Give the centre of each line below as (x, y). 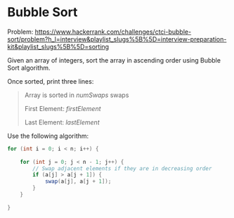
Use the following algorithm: (48, 136)
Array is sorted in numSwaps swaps (77, 95)
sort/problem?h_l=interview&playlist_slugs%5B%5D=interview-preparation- (117, 39)
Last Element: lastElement (62, 122)
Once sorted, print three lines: (51, 81)
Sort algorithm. (29, 68)
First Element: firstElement (63, 108)
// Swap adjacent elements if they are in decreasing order (122, 168)
